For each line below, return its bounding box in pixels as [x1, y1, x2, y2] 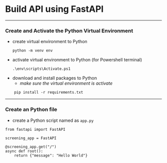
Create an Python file [5, 106, 58, 113]
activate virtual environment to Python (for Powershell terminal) [12, 57, 143, 63]
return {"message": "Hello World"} [14, 153, 88, 158]
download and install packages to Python [12, 75, 97, 81]
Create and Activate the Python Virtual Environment [5, 27, 133, 34]
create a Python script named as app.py [12, 117, 94, 123]
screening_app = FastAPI [5, 135, 57, 141]
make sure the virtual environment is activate [19, 80, 113, 86]
